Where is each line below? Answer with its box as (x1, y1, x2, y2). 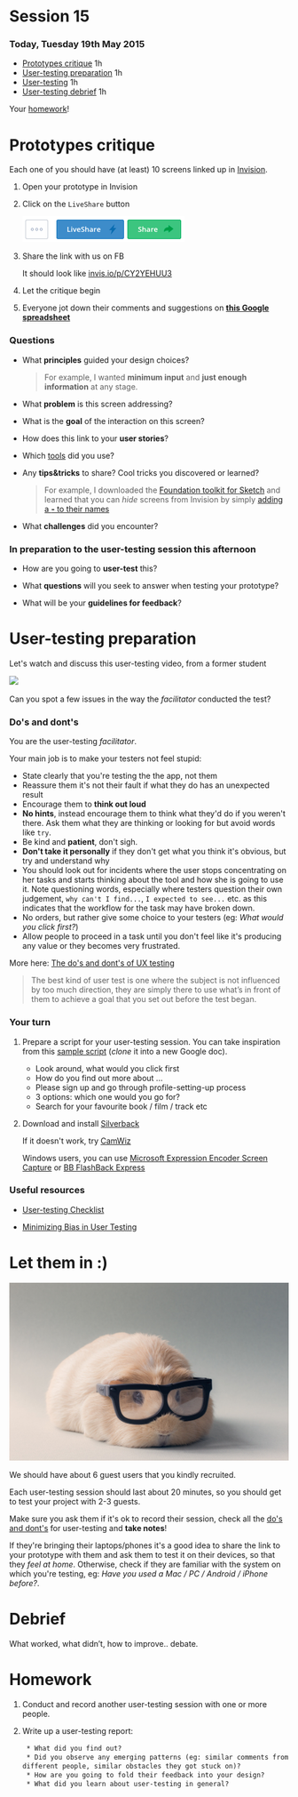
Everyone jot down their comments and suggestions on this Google (21, 302, 270, 313)
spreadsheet (21, 312, 71, 323)
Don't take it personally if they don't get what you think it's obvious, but (21, 846, 286, 857)
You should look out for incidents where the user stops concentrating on (21, 865, 286, 876)
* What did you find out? (26, 1745, 122, 1753)
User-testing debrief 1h (21, 86, 107, 97)
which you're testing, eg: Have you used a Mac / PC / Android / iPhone (9, 1568, 269, 1579)
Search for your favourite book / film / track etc (35, 1101, 208, 1111)
